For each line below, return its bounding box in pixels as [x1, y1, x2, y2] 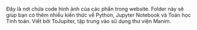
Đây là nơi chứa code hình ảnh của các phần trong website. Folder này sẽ [6, 6, 184, 12]
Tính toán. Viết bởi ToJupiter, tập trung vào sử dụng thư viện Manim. [6, 18, 172, 24]
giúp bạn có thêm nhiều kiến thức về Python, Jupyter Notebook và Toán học [6, 12, 191, 18]
